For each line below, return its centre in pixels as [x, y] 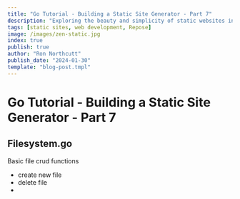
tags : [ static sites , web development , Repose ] [80, 27]
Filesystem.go [40, 144]
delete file [32, 182]
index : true [25, 41]
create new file [40, 175]
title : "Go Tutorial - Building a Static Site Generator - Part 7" [110, 14]
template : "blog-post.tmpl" [49, 67]
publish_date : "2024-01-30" [49, 61]
